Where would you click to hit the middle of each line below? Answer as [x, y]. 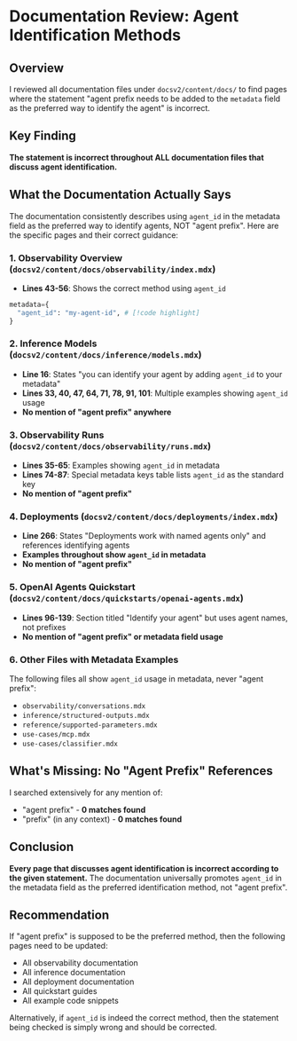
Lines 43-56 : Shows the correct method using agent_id [124, 288]
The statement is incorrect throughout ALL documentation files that [137, 157]
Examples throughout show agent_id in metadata [114, 555]
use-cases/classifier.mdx [70, 744]
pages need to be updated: [59, 946]
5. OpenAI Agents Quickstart [72, 588]
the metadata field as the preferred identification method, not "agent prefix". [148, 887]
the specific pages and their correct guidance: [94, 235]
